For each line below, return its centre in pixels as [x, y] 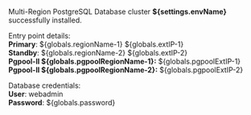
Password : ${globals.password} [62, 103]
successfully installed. [45, 20]
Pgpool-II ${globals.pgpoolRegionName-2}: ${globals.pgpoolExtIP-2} [126, 70]
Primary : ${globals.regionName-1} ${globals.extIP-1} [96, 44]
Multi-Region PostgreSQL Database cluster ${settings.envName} [117, 12]
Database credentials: [45, 85]
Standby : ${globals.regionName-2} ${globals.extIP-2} [98, 53]
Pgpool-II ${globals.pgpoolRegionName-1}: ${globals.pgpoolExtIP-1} [125, 61]
